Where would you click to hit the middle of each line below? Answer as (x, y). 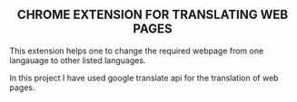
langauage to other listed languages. (78, 60)
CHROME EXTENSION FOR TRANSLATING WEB (153, 15)
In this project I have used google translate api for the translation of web (144, 78)
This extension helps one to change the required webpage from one (137, 51)
